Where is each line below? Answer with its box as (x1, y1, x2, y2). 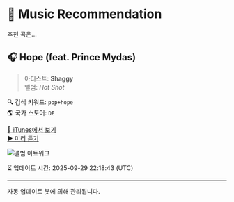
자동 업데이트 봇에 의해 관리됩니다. (7, 187, 100, 195)
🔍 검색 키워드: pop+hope (7, 97, 74, 106)
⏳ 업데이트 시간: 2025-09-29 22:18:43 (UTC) (7, 163, 134, 172)
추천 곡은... (7, 30, 37, 38)
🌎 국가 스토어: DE (7, 108, 55, 117)
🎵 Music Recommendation (7, 6, 162, 22)
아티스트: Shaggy (24, 74, 74, 83)
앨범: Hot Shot (24, 83, 65, 91)
